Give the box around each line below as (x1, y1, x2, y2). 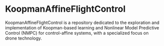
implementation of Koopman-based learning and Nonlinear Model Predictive (5, 24, 160, 30)
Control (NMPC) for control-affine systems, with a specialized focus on (5, 30, 149, 36)
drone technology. (5, 35, 42, 41)
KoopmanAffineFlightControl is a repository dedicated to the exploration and (5, 20, 160, 25)
